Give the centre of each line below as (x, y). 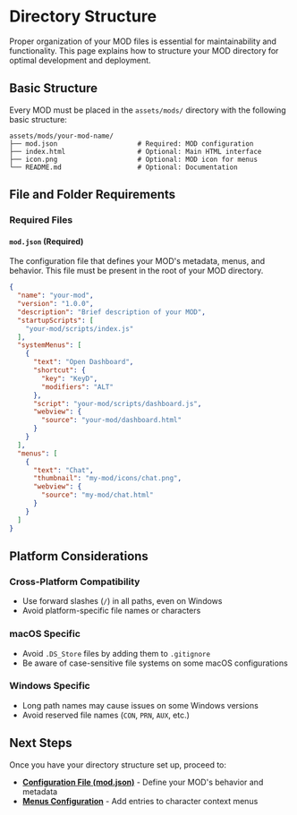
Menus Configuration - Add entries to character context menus (140, 801)
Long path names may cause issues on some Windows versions (140, 705)
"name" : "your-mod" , (55, 296)
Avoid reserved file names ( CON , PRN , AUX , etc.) (106, 715)
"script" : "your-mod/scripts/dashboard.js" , (117, 403)
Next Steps (41, 743)
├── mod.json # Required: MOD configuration (132, 144)
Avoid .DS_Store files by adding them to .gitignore (116, 653)
